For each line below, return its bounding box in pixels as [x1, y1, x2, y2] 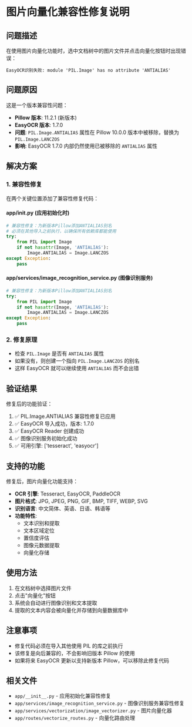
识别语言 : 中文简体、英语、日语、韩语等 [14, 505, 110, 512]
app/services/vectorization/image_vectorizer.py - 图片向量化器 [14, 707, 172, 714]
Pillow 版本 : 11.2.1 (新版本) [14, 114, 78, 121]
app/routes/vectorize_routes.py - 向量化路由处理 [14, 715, 135, 722]
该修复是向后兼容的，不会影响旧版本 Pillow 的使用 [14, 649, 135, 656]
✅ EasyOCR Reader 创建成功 [14, 427, 84, 435]
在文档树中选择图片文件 [14, 584, 72, 591]
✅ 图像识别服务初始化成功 [14, 435, 78, 442]
